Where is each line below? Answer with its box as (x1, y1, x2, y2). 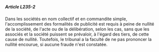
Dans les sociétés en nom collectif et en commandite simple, (5, 16, 128, 22)
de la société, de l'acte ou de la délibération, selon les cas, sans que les (5, 26, 150, 32)
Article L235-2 (5, 4, 36, 10)
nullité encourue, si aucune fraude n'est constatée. (5, 41, 108, 47)
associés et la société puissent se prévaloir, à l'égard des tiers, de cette (5, 31, 149, 37)
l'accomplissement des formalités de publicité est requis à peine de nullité (5, 21, 155, 26)
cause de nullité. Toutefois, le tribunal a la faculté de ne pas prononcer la (5, 36, 152, 42)
